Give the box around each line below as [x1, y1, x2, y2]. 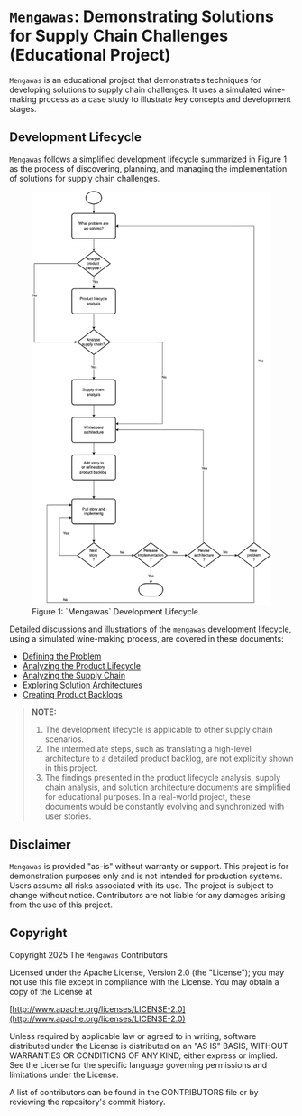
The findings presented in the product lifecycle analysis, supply [44, 773, 281, 783]
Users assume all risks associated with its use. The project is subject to [9, 879, 274, 891]
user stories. [44, 811, 92, 821]
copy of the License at [9, 986, 93, 997]
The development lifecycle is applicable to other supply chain [44, 725, 273, 736]
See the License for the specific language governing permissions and [9, 1059, 268, 1070]
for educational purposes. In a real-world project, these [44, 792, 251, 802]
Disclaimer [9, 837, 71, 852]
